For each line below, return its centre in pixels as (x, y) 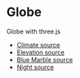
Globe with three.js (33, 31)
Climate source (38, 45)
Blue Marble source (45, 59)
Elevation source (40, 52)
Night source (35, 67)
